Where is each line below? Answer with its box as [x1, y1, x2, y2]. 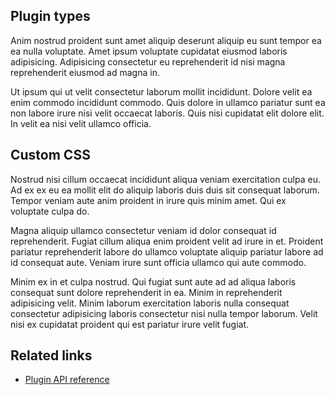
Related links [10, 347, 93, 364]
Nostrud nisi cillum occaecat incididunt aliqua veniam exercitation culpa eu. [10, 173, 321, 185]
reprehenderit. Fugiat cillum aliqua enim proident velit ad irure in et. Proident [10, 235, 324, 247]
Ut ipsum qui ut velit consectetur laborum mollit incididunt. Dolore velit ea [10, 85, 313, 98]
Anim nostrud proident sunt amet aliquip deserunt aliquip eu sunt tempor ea [10, 34, 322, 46]
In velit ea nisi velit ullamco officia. [10, 117, 152, 129]
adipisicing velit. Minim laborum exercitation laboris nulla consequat [10, 297, 290, 309]
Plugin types [10, 8, 91, 25]
